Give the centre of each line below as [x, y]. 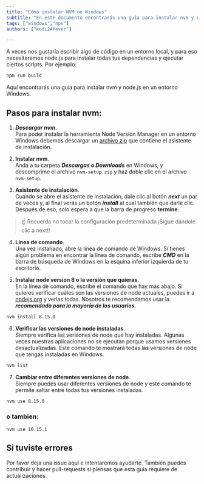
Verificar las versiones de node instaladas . [70, 328]
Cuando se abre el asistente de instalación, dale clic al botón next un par [106, 196]
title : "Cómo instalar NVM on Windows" [57, 12]
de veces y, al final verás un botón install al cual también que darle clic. [105, 203]
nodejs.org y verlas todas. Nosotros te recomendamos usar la [92, 299]
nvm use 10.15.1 [27, 429]
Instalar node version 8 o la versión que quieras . [77, 279]
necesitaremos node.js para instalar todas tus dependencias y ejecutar [95, 58]
